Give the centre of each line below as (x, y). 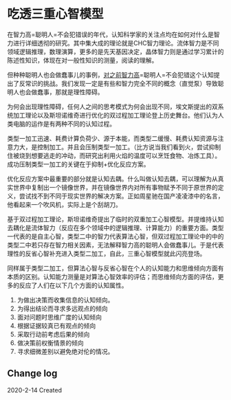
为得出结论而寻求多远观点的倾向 (62, 308)
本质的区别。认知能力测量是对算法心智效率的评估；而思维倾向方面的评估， (112, 276)
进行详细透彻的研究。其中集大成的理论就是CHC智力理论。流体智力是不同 (116, 43)
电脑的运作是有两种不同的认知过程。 (64, 124)
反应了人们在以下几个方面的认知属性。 (73, 285)
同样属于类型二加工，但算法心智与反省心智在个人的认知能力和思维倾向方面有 (115, 268)
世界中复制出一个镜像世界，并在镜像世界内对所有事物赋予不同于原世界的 (115, 187)
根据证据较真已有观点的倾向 (56, 325)
